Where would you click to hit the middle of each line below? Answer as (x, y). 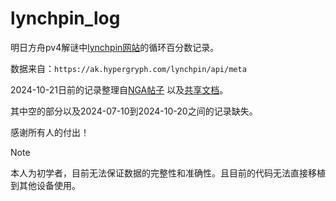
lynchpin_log (65, 18)
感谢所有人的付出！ (50, 132)
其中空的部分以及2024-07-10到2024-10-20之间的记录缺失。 (134, 111)
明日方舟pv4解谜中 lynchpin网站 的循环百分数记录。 (115, 47)
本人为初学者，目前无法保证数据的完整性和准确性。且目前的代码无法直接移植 (168, 173)
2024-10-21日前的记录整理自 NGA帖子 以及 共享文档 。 (119, 89)
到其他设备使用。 (45, 185)
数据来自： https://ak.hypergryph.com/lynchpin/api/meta (128, 68)
